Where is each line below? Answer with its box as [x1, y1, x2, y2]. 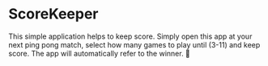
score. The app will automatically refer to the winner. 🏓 [8, 48, 190, 58]
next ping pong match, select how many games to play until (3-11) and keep [8, 39, 261, 49]
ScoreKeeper [8, 5, 99, 23]
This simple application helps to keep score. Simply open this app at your [8, 31, 253, 41]
